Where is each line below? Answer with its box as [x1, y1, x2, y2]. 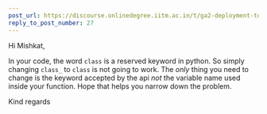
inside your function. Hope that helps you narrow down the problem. [8, 81, 232, 91]
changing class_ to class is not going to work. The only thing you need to [8, 64, 249, 74]
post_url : [8, 11, 41, 20]
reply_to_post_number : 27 [8, 19, 94, 27]
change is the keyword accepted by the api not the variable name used [8, 73, 241, 82]
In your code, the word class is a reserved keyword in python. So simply [8, 56, 245, 66]
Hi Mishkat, [8, 40, 45, 50]
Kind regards [8, 97, 51, 106]
